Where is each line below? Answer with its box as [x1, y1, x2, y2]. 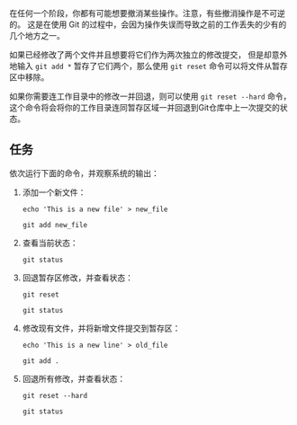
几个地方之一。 [9, 31, 65, 40]
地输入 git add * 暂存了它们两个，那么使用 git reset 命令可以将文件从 [9, 61, 273, 71]
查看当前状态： [22, 237, 78, 248]
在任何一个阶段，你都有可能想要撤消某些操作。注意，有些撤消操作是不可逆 [9, 8, 285, 18]
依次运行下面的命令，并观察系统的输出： [9, 167, 159, 178]
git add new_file [22, 220, 88, 229]
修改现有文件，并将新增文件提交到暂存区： [22, 323, 181, 333]
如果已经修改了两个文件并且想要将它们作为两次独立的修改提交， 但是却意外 [9, 49, 288, 60]
